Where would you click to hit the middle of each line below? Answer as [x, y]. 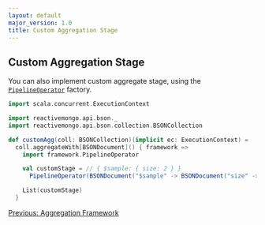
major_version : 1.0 [40, 23]
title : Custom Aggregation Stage [63, 30]
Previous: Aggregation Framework [64, 212]
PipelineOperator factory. [50, 90]
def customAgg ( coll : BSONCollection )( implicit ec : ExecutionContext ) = [128, 140]
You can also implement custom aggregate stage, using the [105, 81]
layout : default [35, 15]
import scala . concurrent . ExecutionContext [79, 104]
